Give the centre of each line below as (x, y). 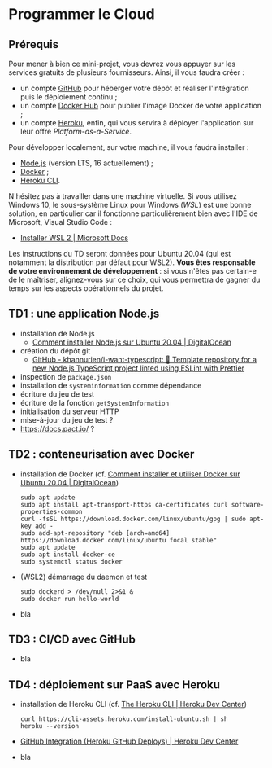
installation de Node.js (57, 333)
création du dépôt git (55, 350)
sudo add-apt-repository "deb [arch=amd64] (95, 533)
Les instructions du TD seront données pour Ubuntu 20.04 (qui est (120, 254)
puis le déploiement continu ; (69, 97)
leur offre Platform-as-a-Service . (76, 132)
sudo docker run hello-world (69, 599)
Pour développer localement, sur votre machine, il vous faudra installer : (129, 147)
